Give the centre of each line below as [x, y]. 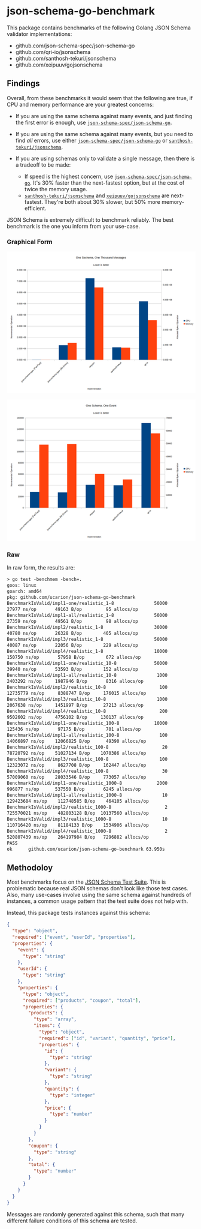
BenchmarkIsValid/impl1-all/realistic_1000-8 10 [87, 796]
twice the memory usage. [56, 189]
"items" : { [47, 1026]
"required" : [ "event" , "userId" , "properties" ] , [74, 937]
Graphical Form [30, 242]
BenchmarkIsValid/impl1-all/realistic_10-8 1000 [87, 676]
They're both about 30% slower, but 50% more [103, 201]
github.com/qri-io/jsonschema [53, 52]
